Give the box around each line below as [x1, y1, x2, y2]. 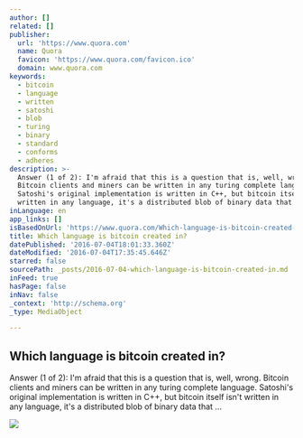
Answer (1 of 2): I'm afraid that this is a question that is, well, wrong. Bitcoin [9, 372, 289, 384]
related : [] [9, 22, 54, 31]
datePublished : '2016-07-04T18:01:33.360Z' [9, 240, 176, 249]
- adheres [17, 155, 54, 165]
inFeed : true [9, 274, 59, 283]
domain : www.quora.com [17, 64, 103, 73]
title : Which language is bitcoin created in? [9, 231, 188, 240]
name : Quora [17, 47, 63, 56]
